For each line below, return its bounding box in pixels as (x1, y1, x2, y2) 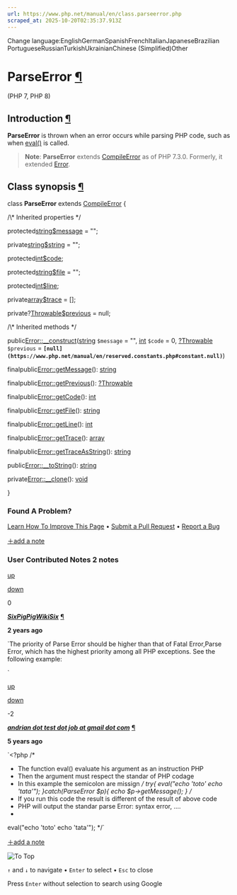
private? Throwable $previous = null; (7, 309, 111, 318)
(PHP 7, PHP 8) (7, 92, 51, 100)
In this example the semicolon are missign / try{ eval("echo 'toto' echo (17, 779, 223, 787)
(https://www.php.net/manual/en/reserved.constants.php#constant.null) (7, 353, 223, 360)
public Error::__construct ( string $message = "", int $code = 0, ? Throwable (7, 337, 214, 345)
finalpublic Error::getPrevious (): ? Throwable (7, 379, 133, 388)
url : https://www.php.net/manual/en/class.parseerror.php (7, 10, 182, 18)
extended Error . (24, 160, 71, 168)
